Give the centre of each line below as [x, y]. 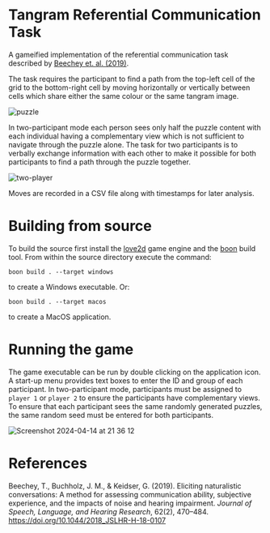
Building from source [80, 226]
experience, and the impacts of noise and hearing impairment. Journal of [130, 503]
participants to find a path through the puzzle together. [100, 162]
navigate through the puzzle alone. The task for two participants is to [123, 144]
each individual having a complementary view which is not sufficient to [127, 136]
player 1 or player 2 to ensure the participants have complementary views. [135, 398]
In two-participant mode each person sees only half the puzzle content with [135, 127]
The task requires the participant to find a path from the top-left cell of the [132, 79]
